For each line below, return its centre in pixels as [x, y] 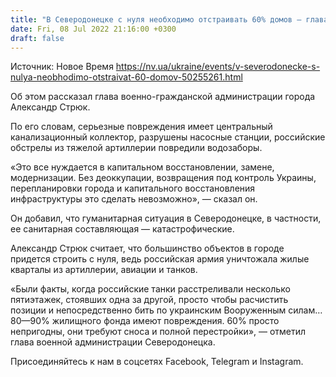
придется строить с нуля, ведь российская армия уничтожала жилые [160, 259]
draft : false [37, 38]
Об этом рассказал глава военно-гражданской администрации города [163, 97]
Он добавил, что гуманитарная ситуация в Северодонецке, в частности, [166, 218]
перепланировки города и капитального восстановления [133, 188]
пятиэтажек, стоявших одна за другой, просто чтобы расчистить [149, 300]
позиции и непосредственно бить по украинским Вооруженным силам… [166, 310]
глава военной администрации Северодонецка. [113, 342]
